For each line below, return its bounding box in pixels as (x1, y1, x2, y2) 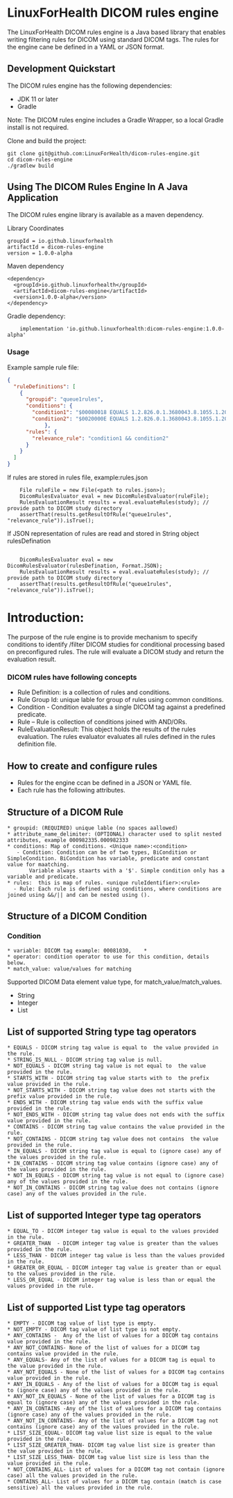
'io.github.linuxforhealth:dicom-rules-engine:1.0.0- (66, 325, 225, 332)
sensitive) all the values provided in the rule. (7, 1484, 154, 1492)
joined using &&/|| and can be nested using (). (7, 891, 150, 898)
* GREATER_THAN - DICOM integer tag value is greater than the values (7, 1240, 218, 1247)
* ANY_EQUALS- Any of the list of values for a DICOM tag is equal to (7, 1357, 216, 1364)
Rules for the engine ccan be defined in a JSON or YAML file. (17, 779, 192, 787)
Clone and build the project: (7, 136, 87, 145)
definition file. (17, 740, 57, 749)
